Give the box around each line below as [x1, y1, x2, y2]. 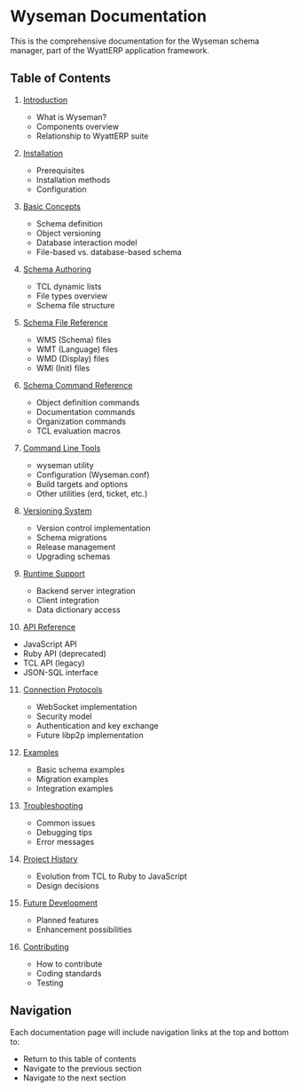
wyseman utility [35, 459, 94, 470]
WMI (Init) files [35, 363, 90, 373]
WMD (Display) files [35, 353, 110, 363]
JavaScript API [22, 638, 78, 650]
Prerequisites [35, 164, 85, 175]
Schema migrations [35, 531, 107, 543]
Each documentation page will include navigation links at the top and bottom [10, 1026, 289, 1037]
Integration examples [35, 783, 114, 793]
